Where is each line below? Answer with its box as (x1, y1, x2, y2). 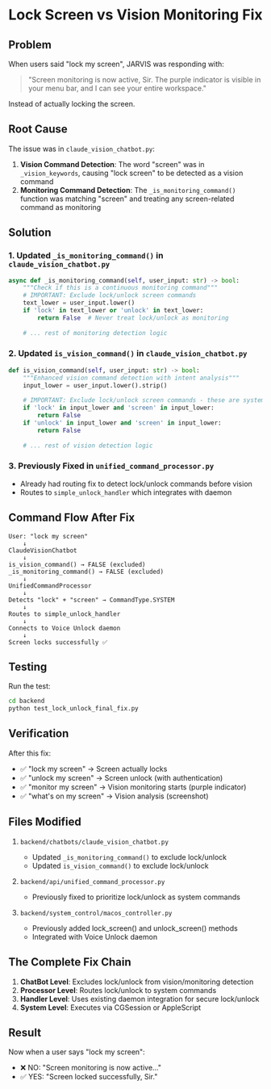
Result (8, 1025, 42, 1039)
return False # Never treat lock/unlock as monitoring (37, 313, 229, 322)
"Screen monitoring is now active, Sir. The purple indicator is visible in (27, 75, 261, 84)
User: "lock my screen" (8, 532, 89, 540)
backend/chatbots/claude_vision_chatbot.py (19, 838, 169, 846)
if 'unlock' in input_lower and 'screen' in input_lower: (23, 418, 222, 427)
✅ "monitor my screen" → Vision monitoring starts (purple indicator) (19, 781, 247, 792)
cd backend (8, 697, 45, 706)
